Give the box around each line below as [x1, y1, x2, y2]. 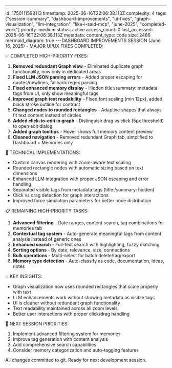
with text [12, 289, 32, 295]
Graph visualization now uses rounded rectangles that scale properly [12, 283, 159, 289]
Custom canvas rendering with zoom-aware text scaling [12, 160, 132, 165]
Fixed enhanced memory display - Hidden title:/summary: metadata [12, 85, 158, 91]
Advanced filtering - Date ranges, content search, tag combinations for [12, 220, 165, 226]
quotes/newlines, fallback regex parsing [12, 80, 97, 85]
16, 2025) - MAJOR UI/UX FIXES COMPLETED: [5, 43, 103, 49]
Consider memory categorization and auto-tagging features [12, 347, 139, 353]
